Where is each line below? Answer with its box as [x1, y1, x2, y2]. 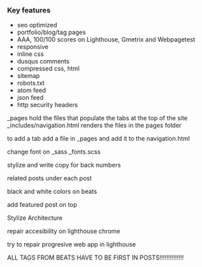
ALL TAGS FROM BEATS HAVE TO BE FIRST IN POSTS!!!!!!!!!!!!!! [7, 253, 184, 262]
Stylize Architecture [7, 214, 63, 222]
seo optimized [16, 21, 58, 29]
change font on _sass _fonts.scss [7, 147, 101, 156]
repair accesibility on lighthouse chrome [7, 227, 121, 236]
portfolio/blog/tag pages [16, 28, 86, 36]
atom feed [16, 86, 47, 94]
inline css [16, 50, 45, 58]
